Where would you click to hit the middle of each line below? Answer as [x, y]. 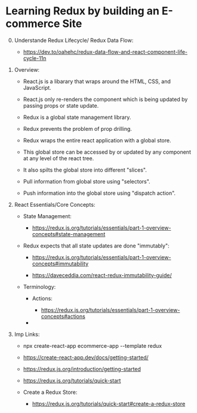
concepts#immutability [60, 264]
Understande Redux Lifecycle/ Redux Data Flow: [74, 40]
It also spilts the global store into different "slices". [85, 170]
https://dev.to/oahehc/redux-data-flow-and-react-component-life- [105, 51]
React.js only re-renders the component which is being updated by [105, 99]
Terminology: [39, 287]
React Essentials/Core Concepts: [55, 204]
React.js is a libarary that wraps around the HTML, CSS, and [97, 81]
